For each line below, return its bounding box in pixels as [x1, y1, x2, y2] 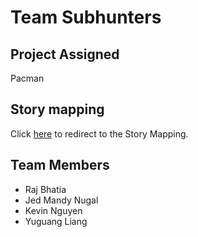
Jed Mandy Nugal [24, 194, 99, 206]
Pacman [10, 72, 45, 84]
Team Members [10, 157, 110, 174]
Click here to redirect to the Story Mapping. [10, 127, 189, 140]
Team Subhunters [10, 6, 162, 29]
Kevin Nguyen [24, 204, 83, 216]
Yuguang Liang [24, 215, 88, 227]
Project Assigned [10, 46, 120, 63]
